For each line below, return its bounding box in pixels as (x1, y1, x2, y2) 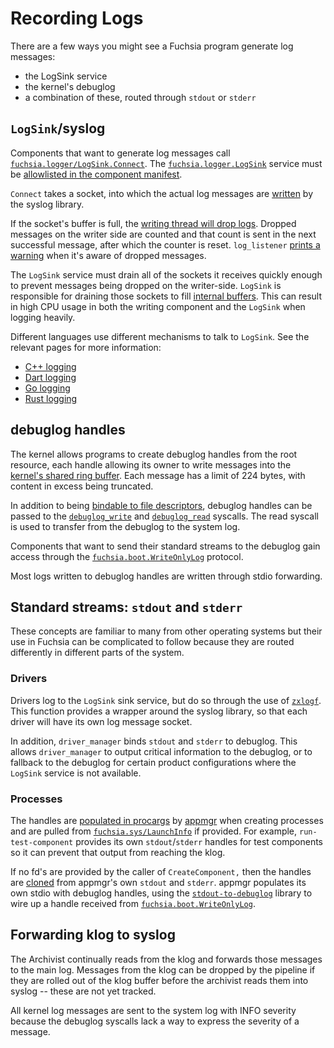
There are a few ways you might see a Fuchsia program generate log (10, 40, 294, 52)
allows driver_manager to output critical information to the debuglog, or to (10, 745, 313, 757)
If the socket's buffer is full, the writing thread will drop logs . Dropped (10, 217, 297, 229)
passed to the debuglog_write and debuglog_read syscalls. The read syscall (10, 510, 319, 522)
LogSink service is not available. (10, 767, 142, 779)
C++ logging (24, 360, 77, 372)
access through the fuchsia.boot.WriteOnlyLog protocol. (10, 550, 244, 562)
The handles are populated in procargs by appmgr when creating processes (10, 814, 324, 826)
